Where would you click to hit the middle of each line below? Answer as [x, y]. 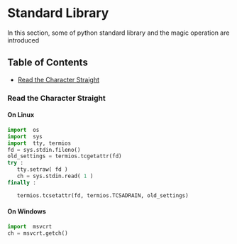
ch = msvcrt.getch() [38, 233]
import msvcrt [30, 226]
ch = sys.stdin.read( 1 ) [55, 176]
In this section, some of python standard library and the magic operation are [118, 33]
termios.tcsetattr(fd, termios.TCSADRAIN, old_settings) [103, 195]
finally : [22, 182]
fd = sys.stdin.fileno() [44, 150]
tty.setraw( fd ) [43, 170]
